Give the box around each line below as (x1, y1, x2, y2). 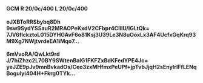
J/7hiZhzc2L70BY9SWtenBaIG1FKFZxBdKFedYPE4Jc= (6, 57, 148, 64)
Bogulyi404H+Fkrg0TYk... (6, 70, 76, 77)
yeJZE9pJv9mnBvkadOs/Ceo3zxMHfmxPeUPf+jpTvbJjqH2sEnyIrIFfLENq (6, 64, 197, 71)
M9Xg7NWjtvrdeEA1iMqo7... (6, 38, 80, 45)
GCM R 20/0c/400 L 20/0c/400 (6, 5, 88, 12)
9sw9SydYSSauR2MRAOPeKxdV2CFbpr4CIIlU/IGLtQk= (6, 25, 150, 32)
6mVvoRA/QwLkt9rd (6, 50, 60, 58)
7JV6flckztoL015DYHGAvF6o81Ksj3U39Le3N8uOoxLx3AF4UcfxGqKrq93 (6, 31, 196, 39)
